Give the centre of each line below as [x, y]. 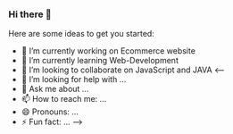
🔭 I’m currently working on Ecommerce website [108, 51]
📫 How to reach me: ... [64, 99]
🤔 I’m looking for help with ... [74, 80]
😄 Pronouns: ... [50, 112]
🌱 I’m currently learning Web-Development [100, 61]
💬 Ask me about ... [55, 89]
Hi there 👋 [30, 14]
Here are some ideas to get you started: [82, 34]
